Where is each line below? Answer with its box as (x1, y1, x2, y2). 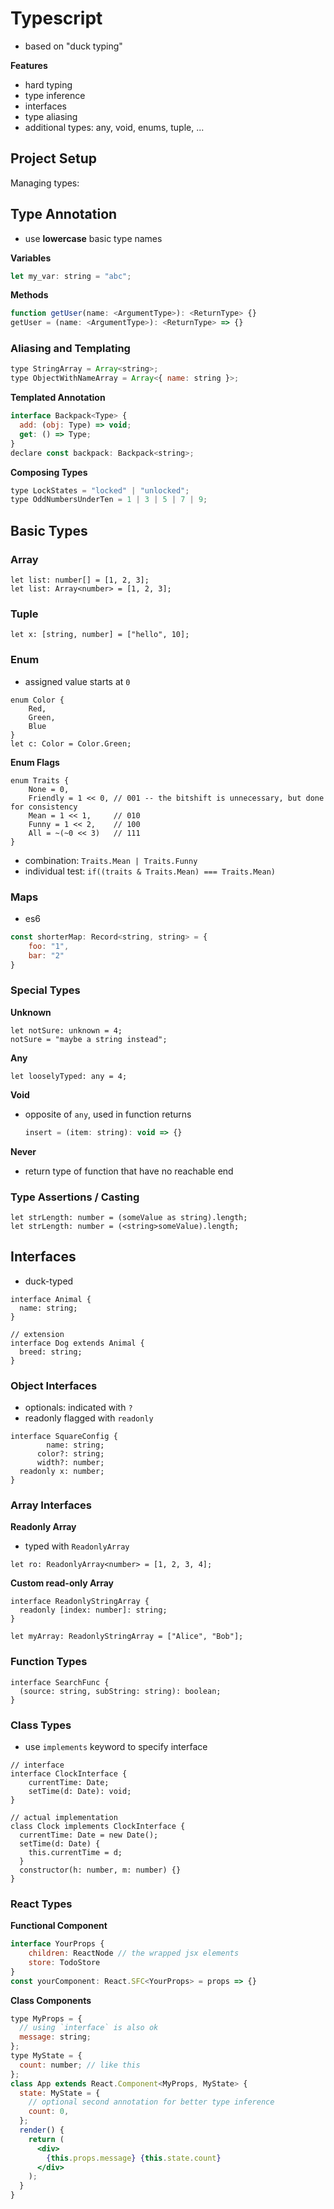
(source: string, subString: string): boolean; (19, 1686, 222, 1696)
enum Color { (10, 695, 65, 705)
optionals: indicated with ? (24, 1402, 133, 1414)
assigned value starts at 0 (24, 675, 131, 687)
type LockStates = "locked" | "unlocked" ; (10, 485, 190, 496)
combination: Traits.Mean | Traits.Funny (24, 854, 198, 866)
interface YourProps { (10, 1939, 105, 1949)
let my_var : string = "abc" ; (10, 271, 132, 281)
